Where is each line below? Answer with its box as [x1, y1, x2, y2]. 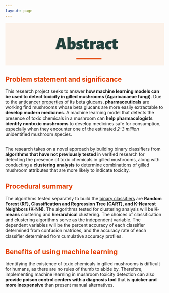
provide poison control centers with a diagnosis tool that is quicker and [5, 277, 157, 283]
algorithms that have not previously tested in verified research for [5, 151, 145, 157]
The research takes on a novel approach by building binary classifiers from [5, 146, 161, 152]
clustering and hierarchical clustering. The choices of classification [21, 211, 161, 217]
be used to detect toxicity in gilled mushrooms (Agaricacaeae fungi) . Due [5, 94, 162, 100]
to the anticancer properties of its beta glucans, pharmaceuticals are [5, 99, 150, 105]
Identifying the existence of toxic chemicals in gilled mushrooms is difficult [5, 261, 160, 267]
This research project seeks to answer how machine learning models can [5, 88, 160, 94]
